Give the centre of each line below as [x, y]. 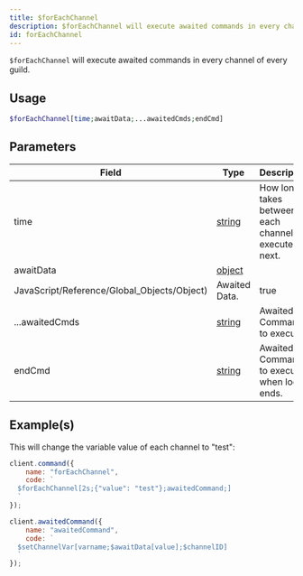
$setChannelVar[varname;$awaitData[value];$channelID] [123, 547]
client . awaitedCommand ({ [56, 521]
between [278, 210]
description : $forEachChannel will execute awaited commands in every [145, 26]
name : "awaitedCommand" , [72, 530]
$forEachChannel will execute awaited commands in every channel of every [148, 60]
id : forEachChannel [46, 34]
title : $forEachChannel [54, 18]
